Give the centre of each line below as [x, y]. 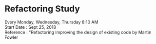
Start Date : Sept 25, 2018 [30, 27]
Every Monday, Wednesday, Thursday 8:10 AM [51, 22]
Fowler [11, 37]
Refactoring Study [42, 9]
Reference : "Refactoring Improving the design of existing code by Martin [78, 32]
